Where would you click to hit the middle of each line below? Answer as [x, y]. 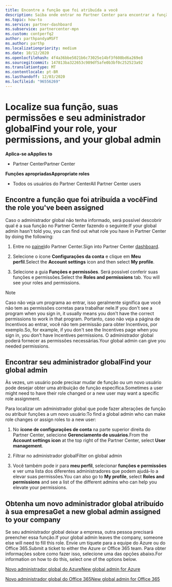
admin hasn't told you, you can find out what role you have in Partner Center [86, 231]
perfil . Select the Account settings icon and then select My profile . [83, 261]
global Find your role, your [61, 128]
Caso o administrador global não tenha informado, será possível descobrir [84, 220]
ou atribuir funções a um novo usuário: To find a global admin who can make [85, 414]
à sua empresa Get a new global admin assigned [83, 511]
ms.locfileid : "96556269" [33, 82]
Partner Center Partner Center [44, 164]
